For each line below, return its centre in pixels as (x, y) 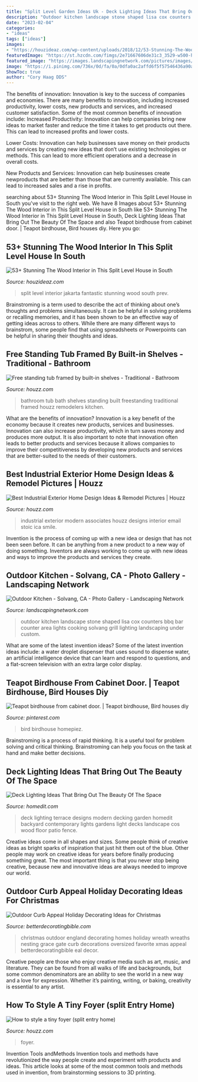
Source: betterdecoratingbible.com (49, 926)
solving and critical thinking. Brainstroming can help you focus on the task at (99, 747)
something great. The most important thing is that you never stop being (93, 860)
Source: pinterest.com (33, 718)
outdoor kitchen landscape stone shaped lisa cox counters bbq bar (102, 621)
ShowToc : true (24, 72)
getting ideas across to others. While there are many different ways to (91, 323)
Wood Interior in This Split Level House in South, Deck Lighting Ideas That (96, 216)
